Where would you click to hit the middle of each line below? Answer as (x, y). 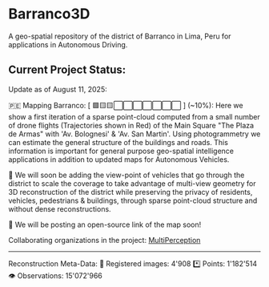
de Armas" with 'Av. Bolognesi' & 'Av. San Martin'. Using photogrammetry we (134, 134)
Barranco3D (49, 14)
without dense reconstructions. (60, 208)
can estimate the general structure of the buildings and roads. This (118, 142)
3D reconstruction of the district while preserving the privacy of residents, (130, 192)
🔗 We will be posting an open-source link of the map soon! (105, 224)
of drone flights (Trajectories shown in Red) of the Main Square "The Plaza (131, 125)
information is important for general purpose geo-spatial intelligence (121, 151)
